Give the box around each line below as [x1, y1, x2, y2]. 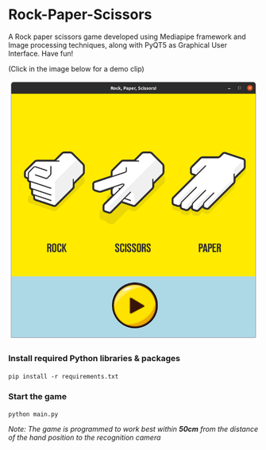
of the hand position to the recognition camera [8, 433, 161, 442]
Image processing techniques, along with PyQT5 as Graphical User [8, 40, 228, 49]
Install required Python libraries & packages [8, 353, 181, 364]
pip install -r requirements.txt [8, 372, 119, 380]
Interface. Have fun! [8, 48, 74, 58]
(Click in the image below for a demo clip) [8, 63, 145, 73]
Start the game [8, 390, 67, 402]
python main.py [8, 410, 59, 418]
